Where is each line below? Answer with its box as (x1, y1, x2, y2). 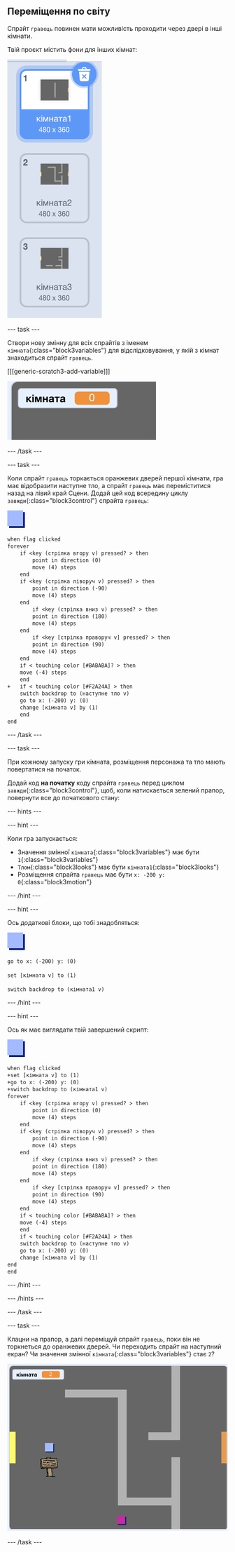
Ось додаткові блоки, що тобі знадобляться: (7, 918, 140, 926)
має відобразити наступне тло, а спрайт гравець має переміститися (7, 481, 211, 490)
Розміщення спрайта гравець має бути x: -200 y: (17, 870, 166, 879)
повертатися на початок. (7, 764, 82, 774)
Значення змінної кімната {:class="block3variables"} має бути (17, 848, 200, 856)
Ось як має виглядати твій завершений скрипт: (7, 1025, 149, 1034)
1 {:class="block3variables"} (17, 855, 99, 863)
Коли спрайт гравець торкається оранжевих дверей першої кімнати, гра (7, 473, 224, 483)
